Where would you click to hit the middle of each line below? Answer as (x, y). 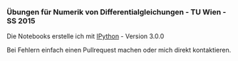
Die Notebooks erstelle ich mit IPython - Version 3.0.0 (86, 36)
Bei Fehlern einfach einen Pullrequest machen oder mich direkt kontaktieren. (119, 50)
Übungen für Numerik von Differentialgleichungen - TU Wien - (117, 12)
